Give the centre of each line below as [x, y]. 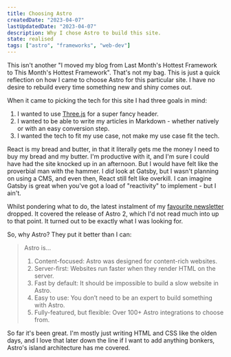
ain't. [14, 193]
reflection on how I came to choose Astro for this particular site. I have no [111, 80]
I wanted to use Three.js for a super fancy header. [88, 114]
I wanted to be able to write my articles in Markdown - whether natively [118, 121]
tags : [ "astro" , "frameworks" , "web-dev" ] [69, 45]
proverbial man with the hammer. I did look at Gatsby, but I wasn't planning [113, 171]
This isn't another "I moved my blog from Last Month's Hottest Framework [112, 65]
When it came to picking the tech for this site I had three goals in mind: [107, 100]
